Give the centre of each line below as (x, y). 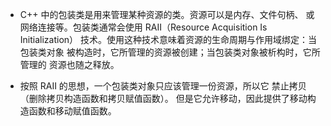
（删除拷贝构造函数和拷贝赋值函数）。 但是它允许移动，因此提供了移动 (163, 98)
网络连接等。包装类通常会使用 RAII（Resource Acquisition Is (143, 27)
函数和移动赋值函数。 (72, 111)
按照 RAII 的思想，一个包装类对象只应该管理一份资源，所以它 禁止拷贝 (163, 86)
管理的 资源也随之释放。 (69, 64)
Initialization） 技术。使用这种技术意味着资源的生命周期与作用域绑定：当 (168, 39)
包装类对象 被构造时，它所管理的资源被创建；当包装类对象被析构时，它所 (170, 52)
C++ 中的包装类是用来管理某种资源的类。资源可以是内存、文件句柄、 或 (167, 14)
